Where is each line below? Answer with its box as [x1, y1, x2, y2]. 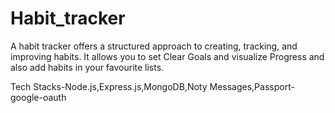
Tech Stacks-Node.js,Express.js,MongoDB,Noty [10, 80, 208, 92]
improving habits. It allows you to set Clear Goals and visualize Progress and [10, 50, 325, 62]
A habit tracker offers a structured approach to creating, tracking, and [10, 40, 298, 52]
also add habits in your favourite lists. [10, 61, 165, 73]
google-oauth [10, 91, 67, 103]
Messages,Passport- [209, 80, 295, 92]
